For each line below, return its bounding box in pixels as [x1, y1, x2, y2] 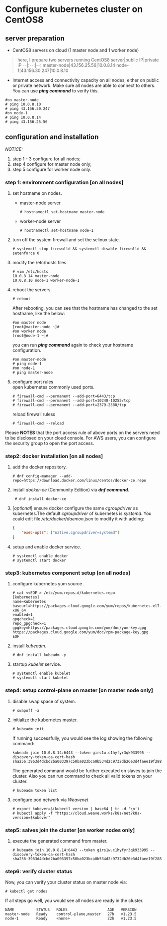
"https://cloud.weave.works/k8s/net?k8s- [54, 811, 142, 816]
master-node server [19, 200, 61, 206]
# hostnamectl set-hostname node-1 [19, 228, 93, 233]
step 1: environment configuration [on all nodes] [5, 179, 124, 186]
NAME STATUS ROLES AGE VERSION [5, 908, 137, 913]
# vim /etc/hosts [12, 269, 49, 274]
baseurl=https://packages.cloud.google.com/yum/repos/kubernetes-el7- [12, 603, 162, 609]
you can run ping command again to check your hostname [12, 342, 133, 348]
